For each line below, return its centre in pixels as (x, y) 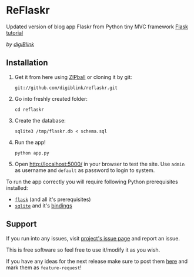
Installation (27, 63)
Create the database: (40, 120)
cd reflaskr (29, 110)
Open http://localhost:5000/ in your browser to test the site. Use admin (100, 164)
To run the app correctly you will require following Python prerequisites (92, 182)
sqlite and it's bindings (43, 205)
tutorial (15, 32)
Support (21, 224)
